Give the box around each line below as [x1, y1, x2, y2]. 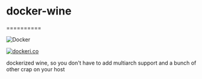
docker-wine [6, 4, 72, 18]
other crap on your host [6, 65, 65, 73]
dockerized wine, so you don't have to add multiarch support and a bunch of [6, 59, 197, 66]
